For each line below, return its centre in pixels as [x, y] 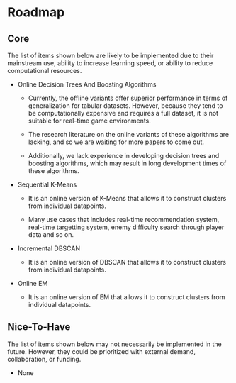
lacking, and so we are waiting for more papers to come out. [116, 142]
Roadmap [36, 12]
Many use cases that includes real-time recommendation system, [124, 220]
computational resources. [45, 71]
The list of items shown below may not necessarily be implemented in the [114, 344]
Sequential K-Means [47, 184]
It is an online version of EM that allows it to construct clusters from [127, 297]
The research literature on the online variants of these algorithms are [128, 134]
